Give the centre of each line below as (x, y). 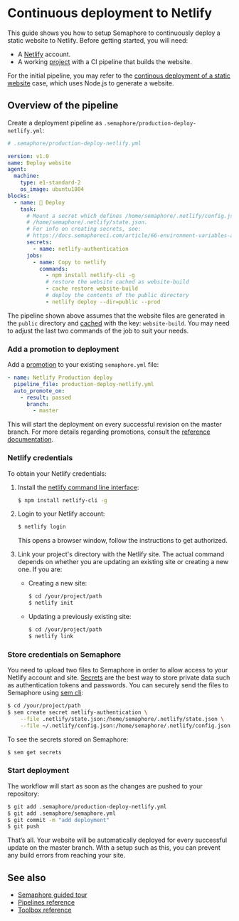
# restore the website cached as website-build (117, 282)
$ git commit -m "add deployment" (59, 820)
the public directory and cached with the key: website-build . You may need (118, 323)
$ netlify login (42, 527)
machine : (27, 176)
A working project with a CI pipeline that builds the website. (105, 61)
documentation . (31, 439)
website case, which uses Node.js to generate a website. (91, 83)
